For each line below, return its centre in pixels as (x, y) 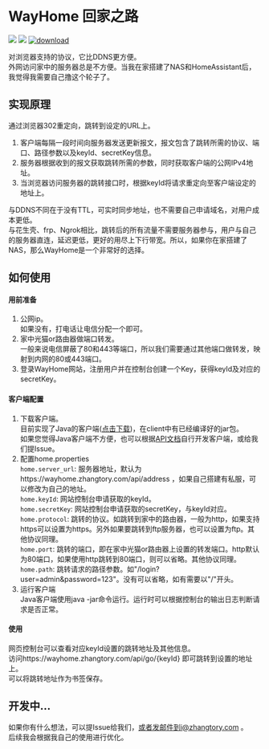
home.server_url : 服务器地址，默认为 (81, 468)
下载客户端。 (41, 418)
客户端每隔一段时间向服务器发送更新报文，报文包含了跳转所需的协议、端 (139, 142)
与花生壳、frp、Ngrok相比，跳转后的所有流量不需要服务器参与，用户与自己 (132, 230)
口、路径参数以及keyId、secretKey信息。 (88, 153)
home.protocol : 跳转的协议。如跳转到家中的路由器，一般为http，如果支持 (140, 519)
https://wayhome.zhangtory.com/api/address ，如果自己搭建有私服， (134, 478)
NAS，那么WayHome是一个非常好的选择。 (79, 250)
